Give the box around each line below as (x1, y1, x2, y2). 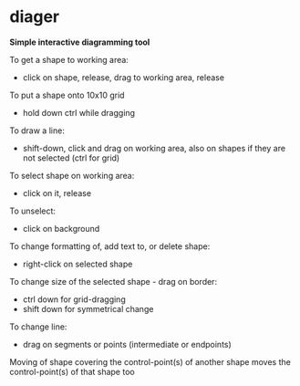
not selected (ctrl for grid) (22, 152, 120, 163)
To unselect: (9, 205, 57, 216)
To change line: (9, 321, 67, 332)
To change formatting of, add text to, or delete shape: (9, 240, 211, 252)
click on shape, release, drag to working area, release (22, 71, 225, 83)
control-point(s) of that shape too (9, 366, 135, 377)
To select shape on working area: (9, 170, 135, 181)
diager (9, 6, 60, 27)
